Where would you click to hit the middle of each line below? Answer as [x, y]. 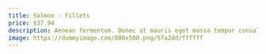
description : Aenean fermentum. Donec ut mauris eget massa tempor [122, 30]
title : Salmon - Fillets [49, 15]
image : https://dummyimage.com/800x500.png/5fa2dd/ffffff [106, 38]
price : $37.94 [32, 23]
